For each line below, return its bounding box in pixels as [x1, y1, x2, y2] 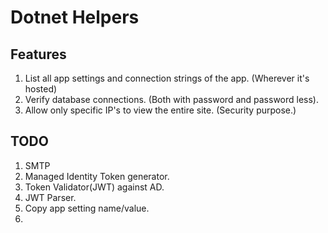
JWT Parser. [24, 191, 77, 203]
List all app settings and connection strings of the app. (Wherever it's [24, 72, 310, 84]
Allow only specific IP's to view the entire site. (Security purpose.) [24, 104, 297, 116]
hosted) [24, 83, 58, 95]
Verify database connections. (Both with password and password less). [24, 94, 319, 105]
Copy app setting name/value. [24, 202, 150, 214]
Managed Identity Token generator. [24, 170, 170, 182]
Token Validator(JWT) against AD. [24, 181, 165, 193]
